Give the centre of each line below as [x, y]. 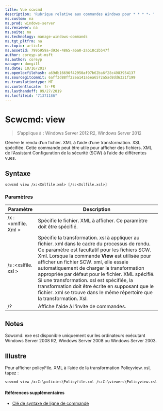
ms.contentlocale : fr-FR [30, 86]
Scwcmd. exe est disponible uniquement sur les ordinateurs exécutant [75, 336]
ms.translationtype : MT [29, 82]
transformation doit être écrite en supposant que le [96, 286]
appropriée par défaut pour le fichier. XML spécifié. [96, 274]
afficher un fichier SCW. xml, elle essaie [83, 262]
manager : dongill [23, 64]
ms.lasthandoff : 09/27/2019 [33, 91]
